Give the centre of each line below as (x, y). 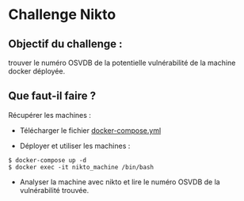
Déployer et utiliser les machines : (75, 146)
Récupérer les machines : (50, 115)
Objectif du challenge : (65, 44)
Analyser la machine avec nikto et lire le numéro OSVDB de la (120, 182)
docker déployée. (37, 71)
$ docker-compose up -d (48, 160)
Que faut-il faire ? (52, 96)
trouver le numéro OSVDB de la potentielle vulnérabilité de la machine (122, 63)
